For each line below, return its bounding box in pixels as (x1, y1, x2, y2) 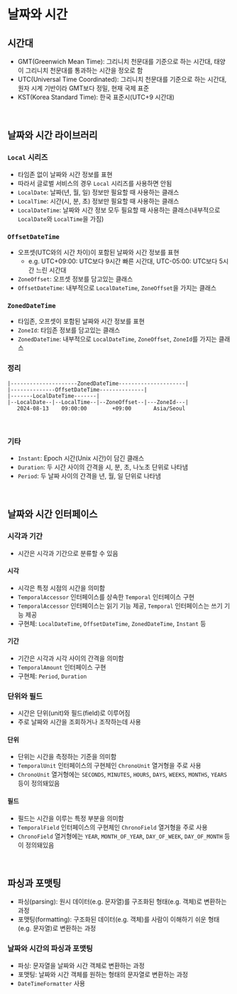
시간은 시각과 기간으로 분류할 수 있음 (17, 549, 118, 557)
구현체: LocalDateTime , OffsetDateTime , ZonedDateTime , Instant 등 (17, 619, 206, 628)
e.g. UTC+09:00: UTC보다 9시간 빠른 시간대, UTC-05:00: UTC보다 (28, 257, 218, 265)
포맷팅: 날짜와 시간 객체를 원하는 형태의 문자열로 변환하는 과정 (17, 970, 189, 978)
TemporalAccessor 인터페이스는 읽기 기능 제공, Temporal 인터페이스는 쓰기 (17, 601, 223, 610)
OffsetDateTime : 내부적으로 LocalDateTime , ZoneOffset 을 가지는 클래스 (17, 283, 217, 292)
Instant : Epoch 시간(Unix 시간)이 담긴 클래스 (17, 453, 145, 462)
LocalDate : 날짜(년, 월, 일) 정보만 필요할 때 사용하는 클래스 (17, 188, 180, 196)
